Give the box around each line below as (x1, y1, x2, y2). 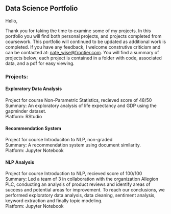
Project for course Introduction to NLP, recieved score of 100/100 (5, 170, 142, 177)
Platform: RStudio (5, 113, 42, 119)
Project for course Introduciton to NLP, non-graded (5, 137, 113, 143)
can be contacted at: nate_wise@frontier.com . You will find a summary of (5, 49, 159, 55)
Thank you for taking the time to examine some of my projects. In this (5, 28, 151, 34)
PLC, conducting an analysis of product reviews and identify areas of (5, 181, 151, 187)
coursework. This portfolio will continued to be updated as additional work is (5, 38, 166, 45)
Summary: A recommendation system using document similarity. (5, 142, 141, 148)
